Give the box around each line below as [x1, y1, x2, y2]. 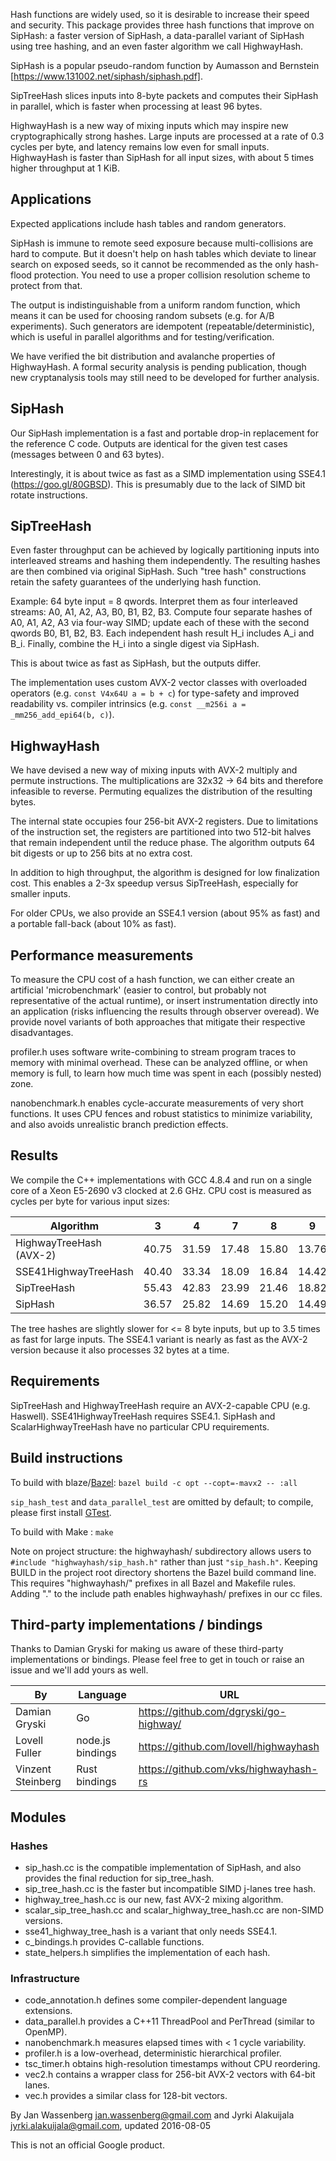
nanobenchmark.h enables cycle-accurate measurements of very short [10, 1097, 304, 1109]
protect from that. [10, 279, 83, 291]
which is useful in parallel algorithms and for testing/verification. [10, 330, 275, 343]
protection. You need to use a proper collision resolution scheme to [33, 269, 311, 281]
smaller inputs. [10, 888, 72, 900]
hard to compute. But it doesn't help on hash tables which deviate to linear [10, 247, 317, 259]
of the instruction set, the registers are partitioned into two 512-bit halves [10, 826, 312, 838]
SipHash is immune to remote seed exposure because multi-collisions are [10, 237, 314, 249]
